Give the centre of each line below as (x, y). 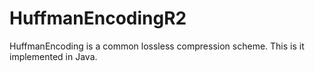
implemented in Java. (53, 56)
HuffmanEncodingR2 (98, 18)
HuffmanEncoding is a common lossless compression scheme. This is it (157, 46)
